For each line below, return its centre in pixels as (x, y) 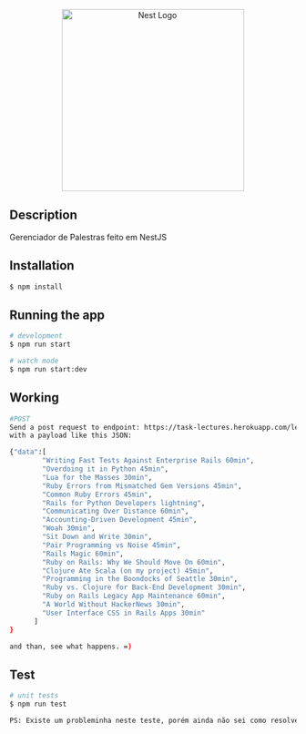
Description (43, 215)
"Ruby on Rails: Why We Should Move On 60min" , (134, 562)
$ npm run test (38, 704)
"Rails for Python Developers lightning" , (124, 503)
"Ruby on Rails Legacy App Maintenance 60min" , (134, 596)
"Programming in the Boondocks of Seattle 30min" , (140, 579)
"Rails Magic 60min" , (83, 554)
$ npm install (36, 287)
